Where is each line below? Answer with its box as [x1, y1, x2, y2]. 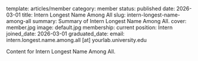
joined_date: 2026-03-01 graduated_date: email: [6, 30, 125, 37]
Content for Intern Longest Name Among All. [6, 48, 116, 55]
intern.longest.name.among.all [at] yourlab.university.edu [6, 37, 147, 43]
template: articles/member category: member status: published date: [6, 5, 175, 12]
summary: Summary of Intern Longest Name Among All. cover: [32, 18, 187, 24]
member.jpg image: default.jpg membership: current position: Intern [6, 24, 173, 31]
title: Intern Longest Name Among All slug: [21, 11, 126, 18]
